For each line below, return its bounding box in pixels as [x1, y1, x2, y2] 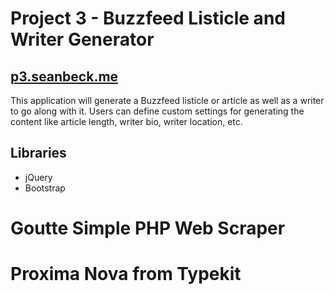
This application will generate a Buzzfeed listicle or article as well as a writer [10, 95, 325, 106]
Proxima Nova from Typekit [10, 263, 242, 286]
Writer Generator [10, 28, 155, 51]
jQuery [24, 171, 53, 183]
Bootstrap [24, 182, 66, 194]
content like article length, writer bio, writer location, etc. [10, 116, 243, 127]
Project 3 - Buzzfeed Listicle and [10, 7, 286, 30]
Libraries [10, 145, 67, 162]
